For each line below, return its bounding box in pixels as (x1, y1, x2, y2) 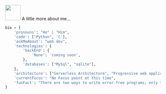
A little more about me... (21, 16, 71, 22)
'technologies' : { (14, 43, 52, 49)
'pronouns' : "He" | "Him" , (14, 30, 70, 34)
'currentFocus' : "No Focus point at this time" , (14, 75, 116, 81)
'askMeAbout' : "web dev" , (14, 39, 68, 44)
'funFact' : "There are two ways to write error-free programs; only (14, 80, 158, 85)
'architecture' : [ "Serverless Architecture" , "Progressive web (14, 71, 147, 76)
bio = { (5, 25, 21, 30)
